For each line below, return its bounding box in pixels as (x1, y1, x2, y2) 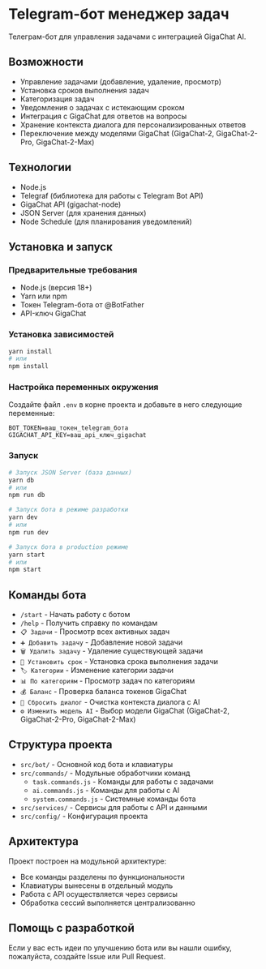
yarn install (8, 347, 53, 355)
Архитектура (8, 834, 79, 848)
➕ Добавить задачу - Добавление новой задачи (19, 637, 183, 647)
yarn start (8, 551, 45, 559)
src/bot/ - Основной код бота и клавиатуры (19, 759, 173, 769)
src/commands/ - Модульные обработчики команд (19, 768, 191, 778)
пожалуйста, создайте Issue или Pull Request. (8, 951, 166, 961)
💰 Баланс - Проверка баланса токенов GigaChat (19, 687, 187, 697)
